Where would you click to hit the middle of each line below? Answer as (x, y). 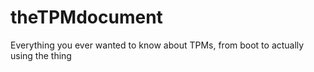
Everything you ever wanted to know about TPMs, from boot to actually (157, 45)
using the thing (41, 55)
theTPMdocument (86, 17)
